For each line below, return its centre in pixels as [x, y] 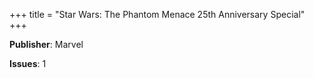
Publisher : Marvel [46, 44]
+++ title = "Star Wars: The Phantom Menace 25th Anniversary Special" [157, 14]
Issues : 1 [28, 63]
